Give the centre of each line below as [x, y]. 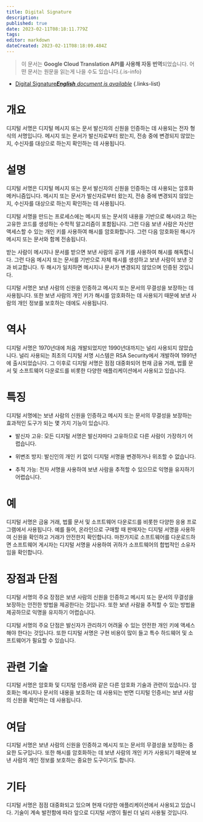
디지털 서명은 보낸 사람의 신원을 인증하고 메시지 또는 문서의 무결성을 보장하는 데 [100, 288]
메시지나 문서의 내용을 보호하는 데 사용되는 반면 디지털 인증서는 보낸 [102, 692]
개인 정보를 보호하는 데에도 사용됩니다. [63, 303]
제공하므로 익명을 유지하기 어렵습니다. [51, 612]
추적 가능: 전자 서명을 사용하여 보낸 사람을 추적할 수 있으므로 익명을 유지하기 [105, 469]
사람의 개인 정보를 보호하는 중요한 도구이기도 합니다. [74, 760]
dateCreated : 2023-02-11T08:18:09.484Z [57, 46]
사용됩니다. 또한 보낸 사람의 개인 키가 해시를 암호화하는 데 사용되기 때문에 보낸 [98, 295]
